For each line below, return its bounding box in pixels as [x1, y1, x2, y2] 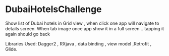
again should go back [5, 31, 50, 37]
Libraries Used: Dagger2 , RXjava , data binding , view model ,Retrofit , [5, 40, 152, 46]
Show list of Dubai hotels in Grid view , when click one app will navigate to [5, 20, 159, 26]
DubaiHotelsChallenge [5, 4, 102, 15]
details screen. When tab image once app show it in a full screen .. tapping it [5, 25, 164, 31]
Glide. [5, 46, 18, 52]
